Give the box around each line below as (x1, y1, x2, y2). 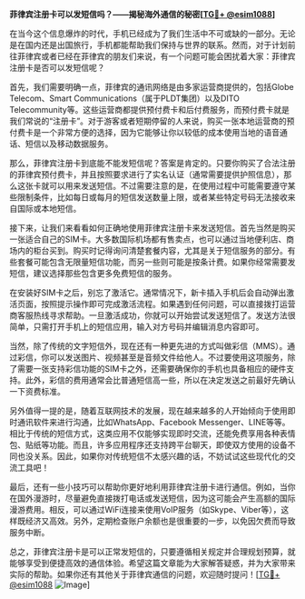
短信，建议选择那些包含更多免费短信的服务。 (9, 268, 177, 278)
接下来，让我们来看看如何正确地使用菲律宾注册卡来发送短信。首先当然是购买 (9, 223, 296, 233)
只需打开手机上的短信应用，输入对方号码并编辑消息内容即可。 (33, 322, 264, 332)
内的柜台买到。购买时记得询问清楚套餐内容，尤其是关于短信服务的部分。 (16, 245, 288, 255)
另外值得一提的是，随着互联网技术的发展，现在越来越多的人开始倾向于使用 (9, 405, 288, 416)
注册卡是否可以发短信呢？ (9, 63, 105, 73)
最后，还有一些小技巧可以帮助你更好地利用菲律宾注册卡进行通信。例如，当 (9, 482, 288, 492)
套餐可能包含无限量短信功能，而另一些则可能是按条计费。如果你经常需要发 (16, 256, 296, 267)
